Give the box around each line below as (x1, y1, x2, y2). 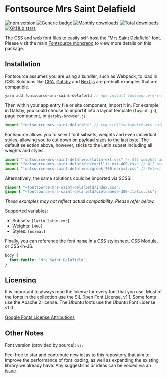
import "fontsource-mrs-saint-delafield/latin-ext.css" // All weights (5, 157, 157, 162)
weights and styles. (5, 147, 45, 153)
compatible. (5, 84, 30, 90)
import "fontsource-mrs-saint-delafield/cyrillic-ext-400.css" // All (5, 162, 155, 167)
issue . (5, 368, 17, 374)
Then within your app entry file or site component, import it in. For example (5, 102, 159, 108)
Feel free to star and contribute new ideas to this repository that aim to (5, 352, 150, 358)
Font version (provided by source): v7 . (5, 342, 83, 348)
